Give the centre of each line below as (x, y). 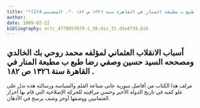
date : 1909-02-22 (28, 23)
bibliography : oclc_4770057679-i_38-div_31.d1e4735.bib (78, 28)
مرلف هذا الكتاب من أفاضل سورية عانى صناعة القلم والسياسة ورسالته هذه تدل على (100, 86)
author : (16, 17)
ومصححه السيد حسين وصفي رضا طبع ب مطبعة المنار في (100, 62)
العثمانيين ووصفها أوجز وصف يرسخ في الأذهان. (59, 98)
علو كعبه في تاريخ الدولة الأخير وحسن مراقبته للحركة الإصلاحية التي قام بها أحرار (95, 92)
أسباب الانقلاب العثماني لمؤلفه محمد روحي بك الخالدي (95, 52)
